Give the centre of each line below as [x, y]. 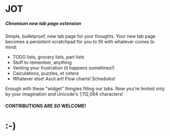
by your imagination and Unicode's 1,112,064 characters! [64, 94]
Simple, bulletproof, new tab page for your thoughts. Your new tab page [80, 36]
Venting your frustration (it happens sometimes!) [64, 68]
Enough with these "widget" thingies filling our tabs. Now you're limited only [85, 89]
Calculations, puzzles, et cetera [46, 73]
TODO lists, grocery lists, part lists [48, 57]
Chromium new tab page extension [43, 23]
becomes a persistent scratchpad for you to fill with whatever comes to [80, 42]
